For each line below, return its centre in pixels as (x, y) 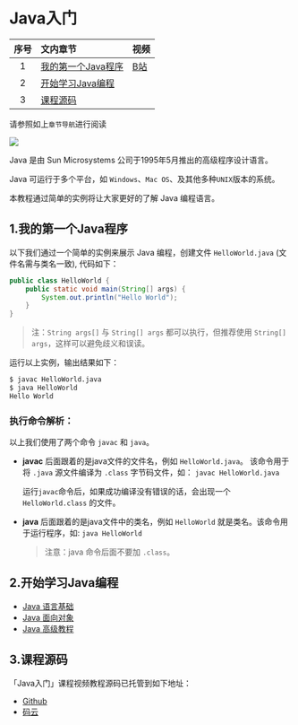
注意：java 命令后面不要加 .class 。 (110, 552)
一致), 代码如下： (87, 263)
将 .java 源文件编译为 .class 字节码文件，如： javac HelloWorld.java (151, 473)
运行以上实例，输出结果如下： (64, 362)
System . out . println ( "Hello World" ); (110, 297)
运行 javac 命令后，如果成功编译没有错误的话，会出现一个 (126, 492)
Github (34, 701)
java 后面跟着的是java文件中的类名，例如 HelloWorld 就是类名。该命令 (151, 522)
